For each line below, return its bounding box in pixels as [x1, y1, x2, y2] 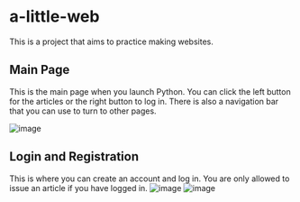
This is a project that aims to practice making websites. [9, 36, 214, 47]
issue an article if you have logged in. [9, 182, 149, 193]
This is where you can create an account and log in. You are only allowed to [9, 173, 290, 184]
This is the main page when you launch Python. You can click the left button [9, 86, 291, 96]
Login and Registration [9, 149, 140, 164]
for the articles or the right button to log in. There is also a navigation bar [9, 96, 279, 106]
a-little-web [9, 6, 100, 27]
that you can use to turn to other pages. [9, 106, 157, 116]
